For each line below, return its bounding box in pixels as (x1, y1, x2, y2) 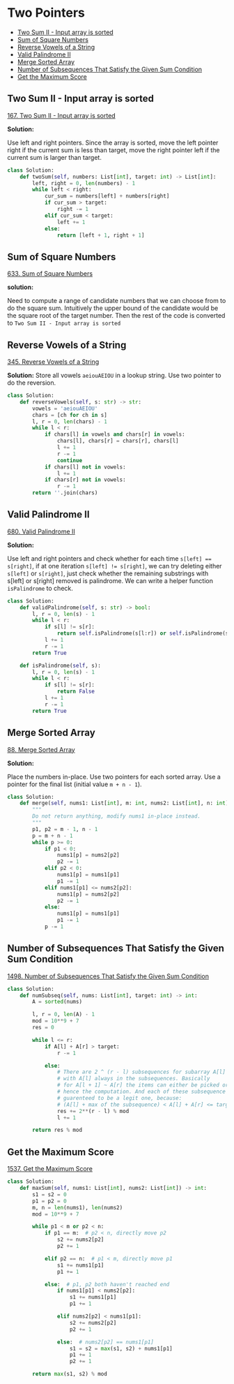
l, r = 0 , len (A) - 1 (32, 1011, 95, 1018)
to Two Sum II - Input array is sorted (7, 319, 121, 327)
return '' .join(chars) (32, 489, 98, 496)
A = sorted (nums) (32, 999, 82, 1006)
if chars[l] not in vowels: (44, 463, 127, 471)
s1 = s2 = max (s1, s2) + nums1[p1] (69, 1345, 173, 1352)
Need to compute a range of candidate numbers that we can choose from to (7, 297, 226, 305)
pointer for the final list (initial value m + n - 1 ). (7, 780, 142, 788)
